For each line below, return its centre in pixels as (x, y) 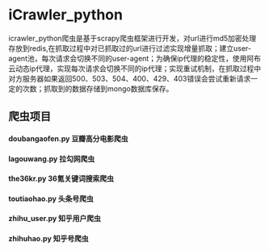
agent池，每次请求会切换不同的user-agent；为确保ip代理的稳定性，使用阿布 (134, 58)
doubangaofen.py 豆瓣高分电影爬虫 (68, 138)
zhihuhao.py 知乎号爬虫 (48, 238)
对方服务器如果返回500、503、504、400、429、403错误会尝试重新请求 (130, 78)
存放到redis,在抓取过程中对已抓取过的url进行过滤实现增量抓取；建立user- (130, 48)
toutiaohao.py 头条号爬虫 (51, 199)
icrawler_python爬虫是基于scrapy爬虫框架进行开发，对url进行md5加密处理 (132, 38)
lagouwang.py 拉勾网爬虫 (52, 158)
